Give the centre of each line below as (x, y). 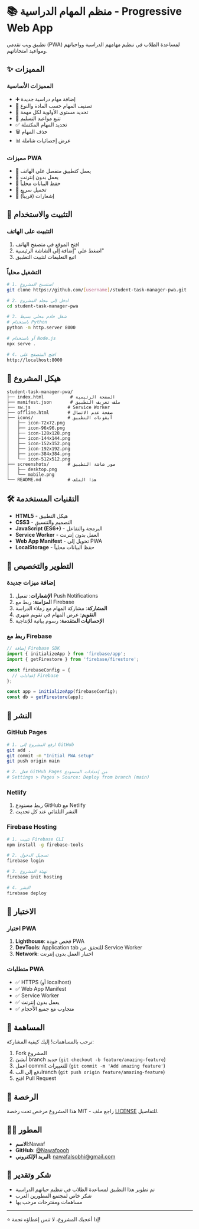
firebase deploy (27, 893)
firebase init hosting (35, 877)
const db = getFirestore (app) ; (45, 697)
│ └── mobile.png (31, 475)
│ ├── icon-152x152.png (38, 444)
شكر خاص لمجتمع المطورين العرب (53, 1195)
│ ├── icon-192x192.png (38, 449)
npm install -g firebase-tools (45, 845)
